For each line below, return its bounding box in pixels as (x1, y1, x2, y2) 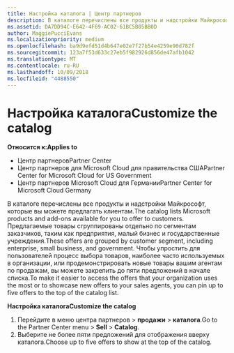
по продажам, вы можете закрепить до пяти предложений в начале (7, 266, 211, 275)
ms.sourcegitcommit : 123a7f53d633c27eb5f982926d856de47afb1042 (7, 50, 195, 57)
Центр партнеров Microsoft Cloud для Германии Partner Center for (17, 179, 212, 187)
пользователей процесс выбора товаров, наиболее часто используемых (7, 252, 225, 260)
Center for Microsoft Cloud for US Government (17, 172, 152, 180)
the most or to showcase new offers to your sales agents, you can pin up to (7, 281, 224, 290)
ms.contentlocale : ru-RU (7, 62, 79, 69)
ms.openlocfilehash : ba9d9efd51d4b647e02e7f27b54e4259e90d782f (7, 43, 195, 50)
